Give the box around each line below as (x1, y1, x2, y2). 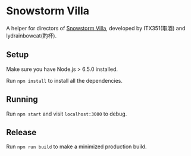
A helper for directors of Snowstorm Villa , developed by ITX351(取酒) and (6, 24, 186, 32)
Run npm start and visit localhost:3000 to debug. (6, 110, 127, 117)
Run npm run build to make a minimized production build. (6, 143, 147, 150)
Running (6, 94, 39, 105)
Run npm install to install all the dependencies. (6, 77, 123, 84)
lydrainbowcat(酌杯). (6, 32, 57, 39)
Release (6, 127, 37, 138)
